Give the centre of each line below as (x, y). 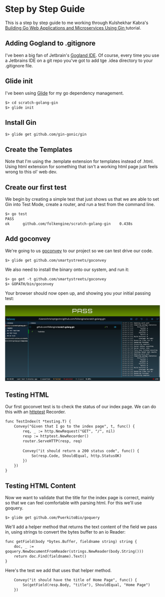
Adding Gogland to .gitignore (50, 44)
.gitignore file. (19, 65)
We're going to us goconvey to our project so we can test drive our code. (79, 251)
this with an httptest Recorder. (36, 412)
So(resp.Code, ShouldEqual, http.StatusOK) (76, 456)
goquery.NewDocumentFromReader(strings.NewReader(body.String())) (74, 552)
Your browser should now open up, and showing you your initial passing (78, 293)
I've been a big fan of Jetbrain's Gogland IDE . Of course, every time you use (82, 55)
